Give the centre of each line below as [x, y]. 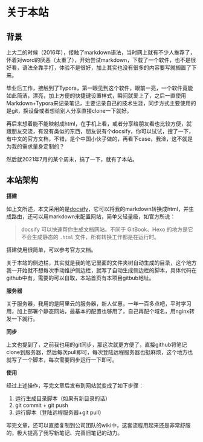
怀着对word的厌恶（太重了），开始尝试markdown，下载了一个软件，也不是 [98, 60]
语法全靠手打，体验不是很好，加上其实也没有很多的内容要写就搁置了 [107, 68]
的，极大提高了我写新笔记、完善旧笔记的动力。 [64, 433]
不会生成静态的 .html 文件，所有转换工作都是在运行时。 [90, 236]
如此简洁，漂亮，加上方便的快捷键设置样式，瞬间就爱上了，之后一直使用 [96, 95]
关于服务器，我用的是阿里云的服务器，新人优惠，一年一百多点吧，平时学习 [99, 303]
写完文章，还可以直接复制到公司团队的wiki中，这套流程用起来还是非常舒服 [98, 425]
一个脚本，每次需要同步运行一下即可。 [70, 360]
